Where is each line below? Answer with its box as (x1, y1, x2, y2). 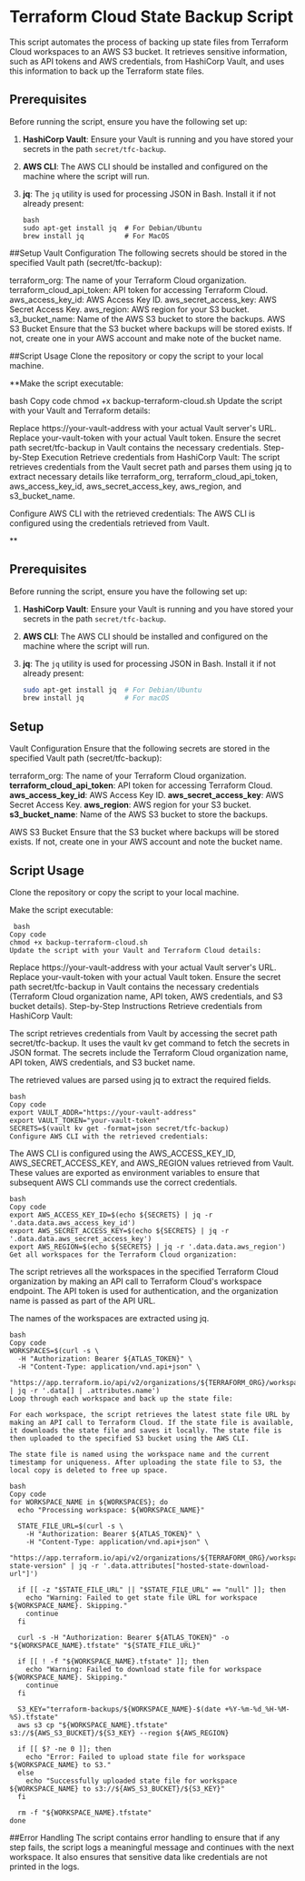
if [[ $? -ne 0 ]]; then (17, 1744, 112, 1754)
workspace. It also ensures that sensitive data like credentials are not (9, 1851, 268, 1862)
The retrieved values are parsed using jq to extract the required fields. (9, 1074, 271, 1085)
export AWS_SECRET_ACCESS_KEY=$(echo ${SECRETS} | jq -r (9, 1226, 230, 1235)
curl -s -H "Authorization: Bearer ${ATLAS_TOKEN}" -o (17, 1633, 230, 1642)
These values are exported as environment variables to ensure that (9, 1167, 261, 1178)
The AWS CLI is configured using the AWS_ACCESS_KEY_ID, (9, 1148, 236, 1158)
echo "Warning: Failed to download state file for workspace (25, 1664, 261, 1674)
